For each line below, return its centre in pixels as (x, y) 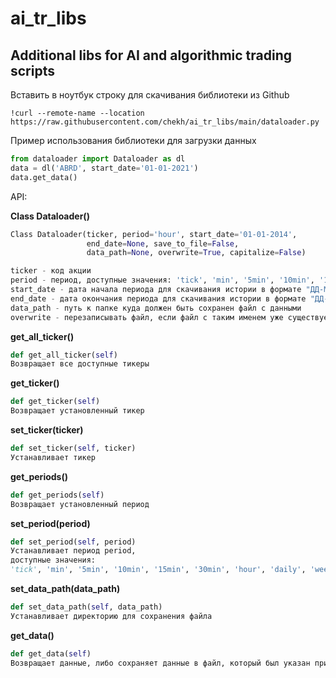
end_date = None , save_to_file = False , (163, 243)
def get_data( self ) (51, 653)
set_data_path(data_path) (65, 588)
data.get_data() (44, 177)
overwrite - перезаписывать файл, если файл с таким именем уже (147, 317)
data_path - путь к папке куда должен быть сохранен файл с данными (156, 308)
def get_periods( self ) (57, 495)
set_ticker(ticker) (47, 430)
